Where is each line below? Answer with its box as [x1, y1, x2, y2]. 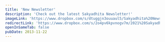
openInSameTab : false [5, 25, 50, 30]
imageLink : [5, 16, 27, 21]
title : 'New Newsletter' [5, 7, 56, 12]
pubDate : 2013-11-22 [5, 29, 48, 34]
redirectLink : [5, 20, 34, 26]
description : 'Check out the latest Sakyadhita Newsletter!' [5, 12, 133, 16]
